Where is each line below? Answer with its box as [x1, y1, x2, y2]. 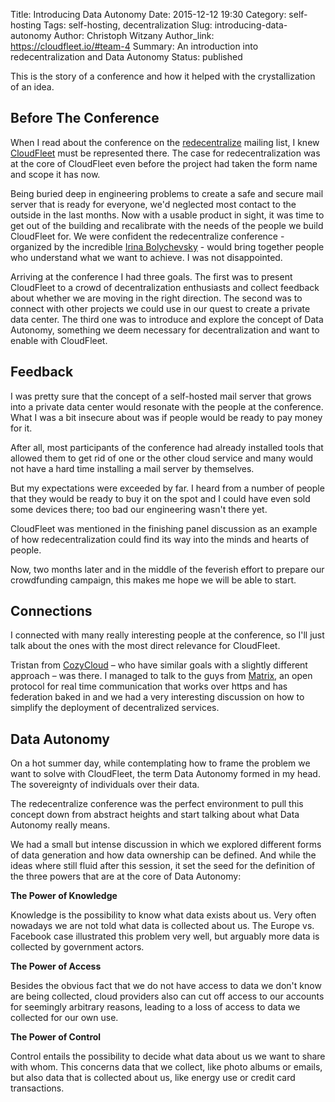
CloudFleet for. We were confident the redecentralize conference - [10, 230, 285, 242]
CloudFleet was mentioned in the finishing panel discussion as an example [10, 522, 318, 534]
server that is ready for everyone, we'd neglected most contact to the [10, 198, 297, 210]
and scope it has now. [10, 168, 101, 180]
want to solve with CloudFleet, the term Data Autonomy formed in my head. [10, 768, 321, 780]
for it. [10, 422, 33, 434]
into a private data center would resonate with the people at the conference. [10, 400, 324, 413]
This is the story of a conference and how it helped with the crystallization [10, 70, 316, 82]
